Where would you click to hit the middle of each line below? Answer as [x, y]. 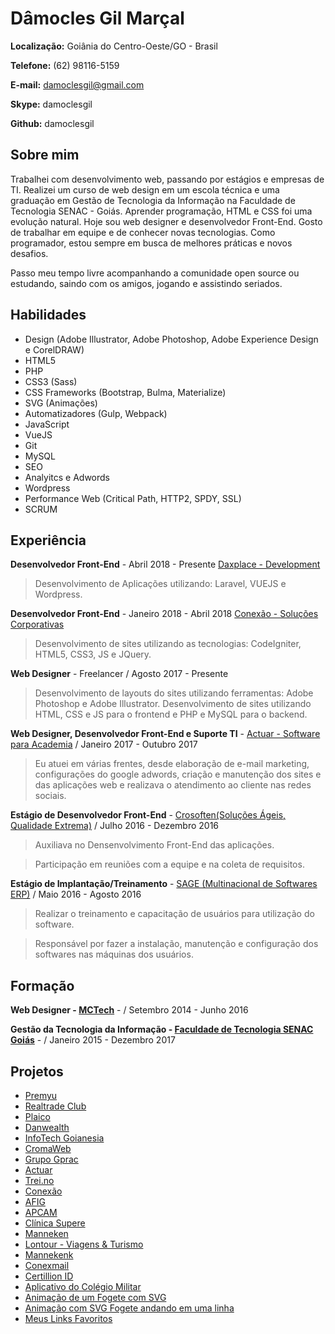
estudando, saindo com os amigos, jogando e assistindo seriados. [146, 283]
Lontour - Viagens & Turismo [84, 1244]
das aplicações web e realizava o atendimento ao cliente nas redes [173, 785]
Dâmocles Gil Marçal [97, 18]
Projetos [37, 1071]
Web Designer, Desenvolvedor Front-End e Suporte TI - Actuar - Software [165, 734]
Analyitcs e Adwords [67, 477]
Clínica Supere [55, 1223]
